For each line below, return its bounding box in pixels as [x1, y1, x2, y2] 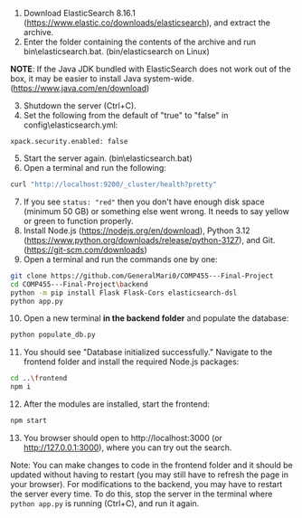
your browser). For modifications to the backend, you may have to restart [10, 478, 283, 489]
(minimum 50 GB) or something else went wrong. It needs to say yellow [23, 205, 290, 216]
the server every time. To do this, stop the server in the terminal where [10, 488, 273, 499]
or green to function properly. [23, 215, 134, 226]
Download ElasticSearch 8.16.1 [23, 8, 137, 18]
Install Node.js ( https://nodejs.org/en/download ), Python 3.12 [23, 225, 251, 236]
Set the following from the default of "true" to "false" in [23, 110, 229, 120]
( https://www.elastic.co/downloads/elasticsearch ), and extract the [23, 17, 270, 28]
